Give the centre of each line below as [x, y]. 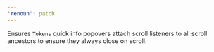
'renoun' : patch [31, 14]
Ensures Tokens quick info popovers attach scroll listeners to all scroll [107, 33]
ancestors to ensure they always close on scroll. [77, 41]
